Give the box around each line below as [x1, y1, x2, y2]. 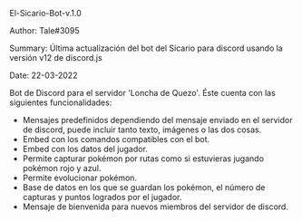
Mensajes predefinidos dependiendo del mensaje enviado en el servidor [22, 115, 293, 125]
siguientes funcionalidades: [9, 97, 112, 108]
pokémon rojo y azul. [22, 163, 102, 173]
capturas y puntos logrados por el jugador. [22, 192, 182, 202]
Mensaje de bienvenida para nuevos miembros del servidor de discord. [22, 201, 288, 212]
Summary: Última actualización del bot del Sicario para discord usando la [9, 43, 283, 53]
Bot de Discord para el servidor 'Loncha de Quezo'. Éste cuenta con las [9, 88, 277, 98]
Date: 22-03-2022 [9, 70, 78, 81]
